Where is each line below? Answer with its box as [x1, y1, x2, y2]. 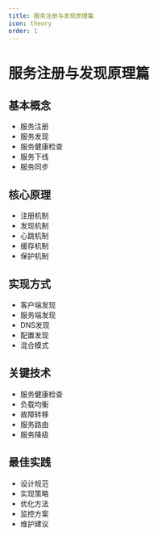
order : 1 [8, 27, 38, 35]
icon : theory [8, 19, 52, 27]
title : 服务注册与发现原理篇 [8, 11, 94, 20]
